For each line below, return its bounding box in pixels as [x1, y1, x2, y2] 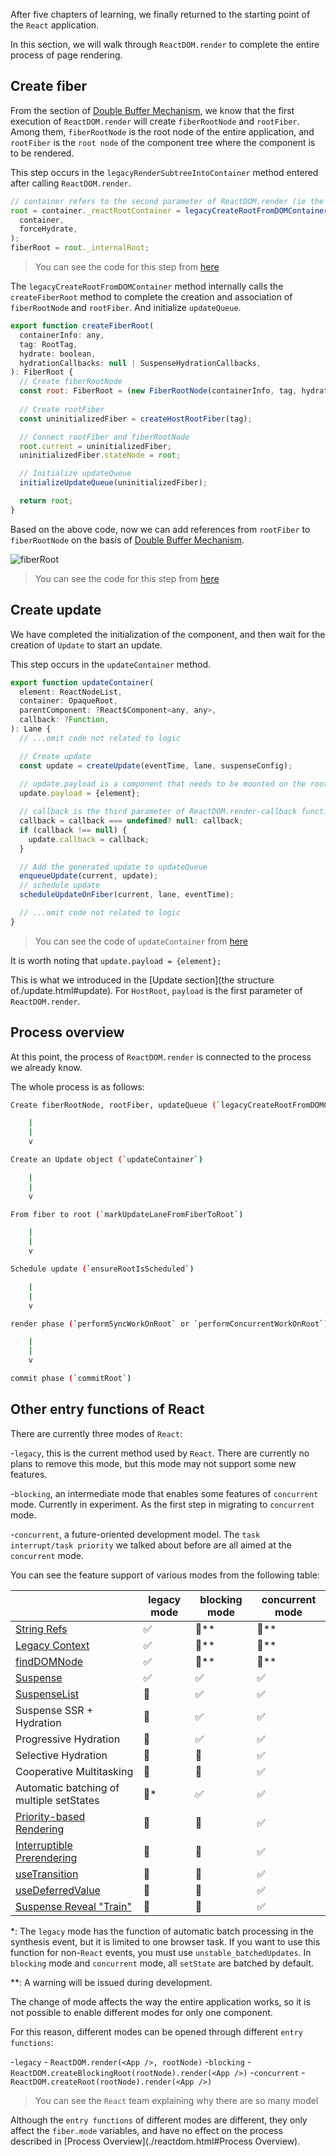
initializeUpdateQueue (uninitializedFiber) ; [19, 478, 208, 488]
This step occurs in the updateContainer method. [10, 658, 211, 670]
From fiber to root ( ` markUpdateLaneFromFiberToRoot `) [10, 1209, 244, 1219]
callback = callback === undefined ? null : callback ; [19, 816, 244, 826]
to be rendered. [10, 147, 75, 159]
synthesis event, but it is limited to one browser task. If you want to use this [10, 1935, 321, 1948]
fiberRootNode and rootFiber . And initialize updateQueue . [10, 302, 242, 314]
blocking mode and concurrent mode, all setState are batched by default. [10, 1957, 315, 1969]
